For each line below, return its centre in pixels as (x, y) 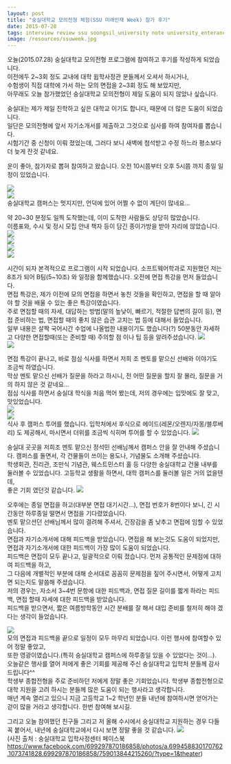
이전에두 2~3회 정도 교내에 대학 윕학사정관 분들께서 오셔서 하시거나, (98, 77)
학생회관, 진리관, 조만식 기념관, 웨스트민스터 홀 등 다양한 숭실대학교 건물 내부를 (112, 464)
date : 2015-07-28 (32, 26)
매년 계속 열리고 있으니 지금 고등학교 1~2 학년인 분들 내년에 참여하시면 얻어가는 (113, 698)
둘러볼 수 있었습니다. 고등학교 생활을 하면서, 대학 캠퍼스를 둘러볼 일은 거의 (106, 473)
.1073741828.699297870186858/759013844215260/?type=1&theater (104, 754)
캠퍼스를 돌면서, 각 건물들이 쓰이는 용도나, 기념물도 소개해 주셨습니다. (109, 456)
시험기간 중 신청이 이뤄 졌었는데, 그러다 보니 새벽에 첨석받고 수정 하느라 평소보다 (114, 143)
